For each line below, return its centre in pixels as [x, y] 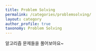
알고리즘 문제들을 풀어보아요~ [35, 43]
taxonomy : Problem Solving [34, 28]
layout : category [23, 19]
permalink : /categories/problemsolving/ [49, 14]
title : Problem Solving [30, 10]
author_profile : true [28, 24]
